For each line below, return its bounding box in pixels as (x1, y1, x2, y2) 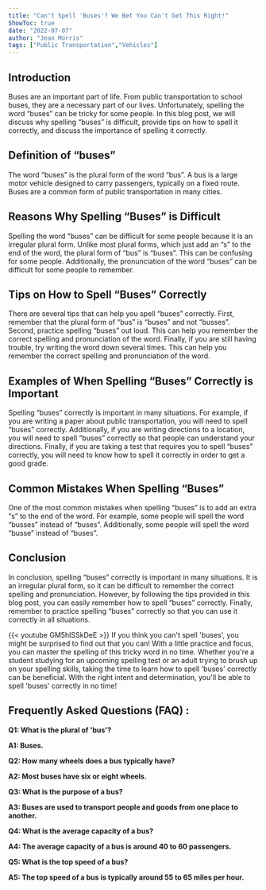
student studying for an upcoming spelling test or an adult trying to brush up (8, 655, 258, 665)
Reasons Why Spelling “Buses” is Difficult (8, 210, 221, 224)
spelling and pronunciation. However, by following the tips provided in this (8, 589, 250, 599)
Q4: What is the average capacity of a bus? (8, 826, 154, 836)
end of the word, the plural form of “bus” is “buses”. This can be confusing (8, 248, 253, 257)
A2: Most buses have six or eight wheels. (8, 771, 147, 781)
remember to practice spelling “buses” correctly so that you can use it (8, 606, 238, 615)
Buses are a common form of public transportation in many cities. (8, 186, 222, 196)
